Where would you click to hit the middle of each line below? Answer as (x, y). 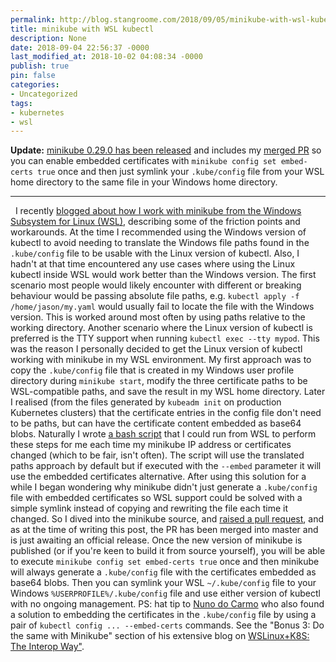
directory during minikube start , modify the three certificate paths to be (159, 381)
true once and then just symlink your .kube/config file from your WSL (180, 172)
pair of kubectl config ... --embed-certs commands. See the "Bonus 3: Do (167, 625)
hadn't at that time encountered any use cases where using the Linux (153, 264)
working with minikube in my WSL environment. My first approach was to (161, 360)
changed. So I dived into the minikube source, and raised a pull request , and (167, 519)
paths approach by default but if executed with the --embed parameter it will (166, 466)
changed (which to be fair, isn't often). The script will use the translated (157, 455)
